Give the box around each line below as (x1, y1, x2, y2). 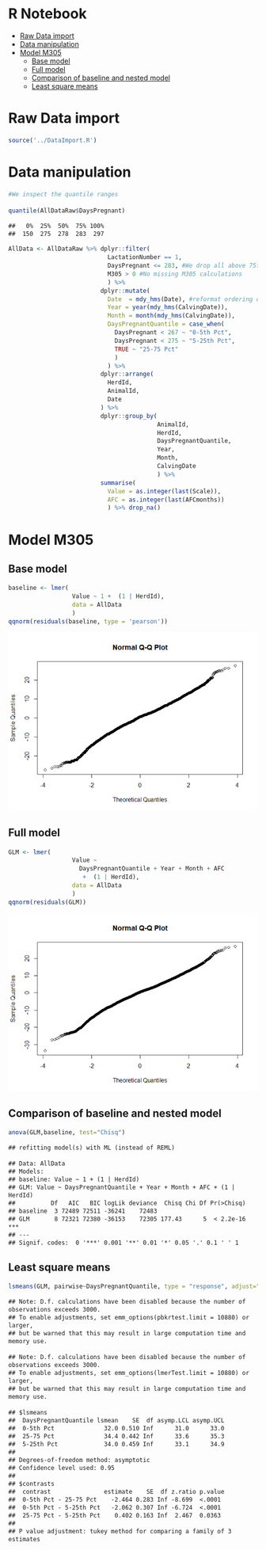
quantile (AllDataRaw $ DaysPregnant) (8, 207, 126, 215)
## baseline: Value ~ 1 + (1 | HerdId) (8, 1175, 140, 1184)
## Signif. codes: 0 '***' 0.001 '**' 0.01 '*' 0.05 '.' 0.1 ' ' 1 (8, 1239, 239, 1247)
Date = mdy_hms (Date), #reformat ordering (107, 295, 253, 303)
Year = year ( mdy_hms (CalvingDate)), (107, 303, 228, 311)
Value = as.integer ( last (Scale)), (107, 487, 222, 495)
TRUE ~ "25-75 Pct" (114, 345, 179, 353)
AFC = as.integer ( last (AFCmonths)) (107, 496, 225, 504)
